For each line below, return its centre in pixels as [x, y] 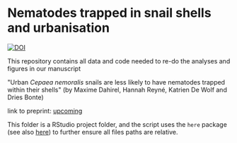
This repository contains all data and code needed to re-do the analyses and [119, 61]
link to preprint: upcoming [45, 111]
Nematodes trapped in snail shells [109, 13]
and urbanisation [58, 28]
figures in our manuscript [44, 68]
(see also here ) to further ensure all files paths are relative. [93, 132]
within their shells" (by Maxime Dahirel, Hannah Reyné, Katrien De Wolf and [117, 89]
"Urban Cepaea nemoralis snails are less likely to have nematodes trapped [116, 82]
